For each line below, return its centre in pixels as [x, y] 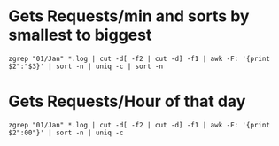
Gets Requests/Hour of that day [127, 101]
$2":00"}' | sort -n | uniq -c [66, 133]
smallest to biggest [80, 35]
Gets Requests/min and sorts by [129, 16]
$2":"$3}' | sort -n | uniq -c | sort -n [86, 66]
